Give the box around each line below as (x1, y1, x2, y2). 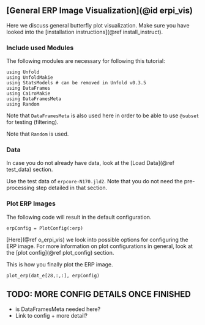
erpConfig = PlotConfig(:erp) (6, 225, 84, 232)
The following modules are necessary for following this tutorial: (6, 57, 165, 65)
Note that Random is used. (6, 130, 69, 137)
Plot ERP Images (6, 199, 56, 208)
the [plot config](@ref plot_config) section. (6, 249, 114, 256)
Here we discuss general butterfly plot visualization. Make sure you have (6, 21, 190, 29)
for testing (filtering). (6, 119, 59, 126)
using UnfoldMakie (6, 75, 53, 81)
